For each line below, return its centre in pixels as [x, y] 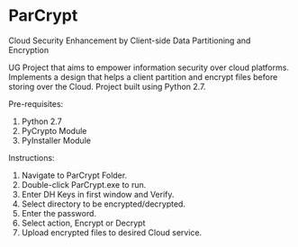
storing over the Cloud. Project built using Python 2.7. [107, 86]
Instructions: [32, 157]
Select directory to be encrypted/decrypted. [104, 204]
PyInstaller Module [56, 140]
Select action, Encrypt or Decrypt [83, 223]
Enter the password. [59, 213]
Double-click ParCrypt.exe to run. [84, 184]
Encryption [29, 49]
